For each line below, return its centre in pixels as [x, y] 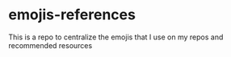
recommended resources [50, 45]
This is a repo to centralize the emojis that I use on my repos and [116, 37]
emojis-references [72, 15]
